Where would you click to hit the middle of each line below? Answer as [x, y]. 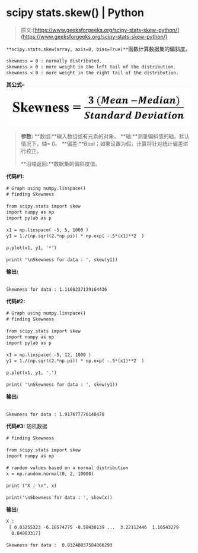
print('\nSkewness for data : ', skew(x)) [59, 498]
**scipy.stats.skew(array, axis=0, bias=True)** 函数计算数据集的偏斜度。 [98, 49]
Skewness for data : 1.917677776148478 [55, 414]
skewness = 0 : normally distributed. [54, 61]
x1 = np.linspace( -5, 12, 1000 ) [49, 355]
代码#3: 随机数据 [27, 426]
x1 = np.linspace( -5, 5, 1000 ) [47, 230]
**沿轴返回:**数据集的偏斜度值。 [60, 164]
